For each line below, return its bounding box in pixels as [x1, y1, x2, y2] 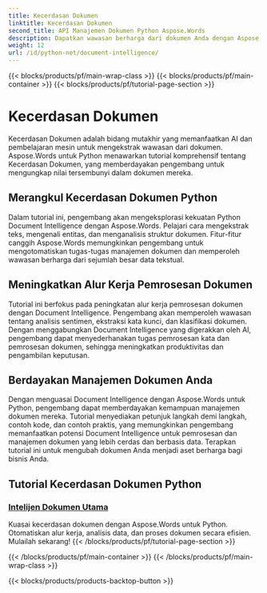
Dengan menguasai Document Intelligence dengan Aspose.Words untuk [8, 395, 245, 404]
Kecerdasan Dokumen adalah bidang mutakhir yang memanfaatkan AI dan [8, 134, 253, 143]
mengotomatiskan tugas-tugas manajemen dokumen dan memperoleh [8, 246, 240, 256]
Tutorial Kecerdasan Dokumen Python [8, 477, 202, 491]
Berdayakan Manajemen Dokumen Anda [8, 373, 213, 387]
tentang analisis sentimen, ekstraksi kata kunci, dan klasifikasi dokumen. [8, 316, 248, 326]
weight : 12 [8, 42, 45, 50]
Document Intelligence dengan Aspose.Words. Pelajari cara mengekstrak [8, 221, 249, 230]
